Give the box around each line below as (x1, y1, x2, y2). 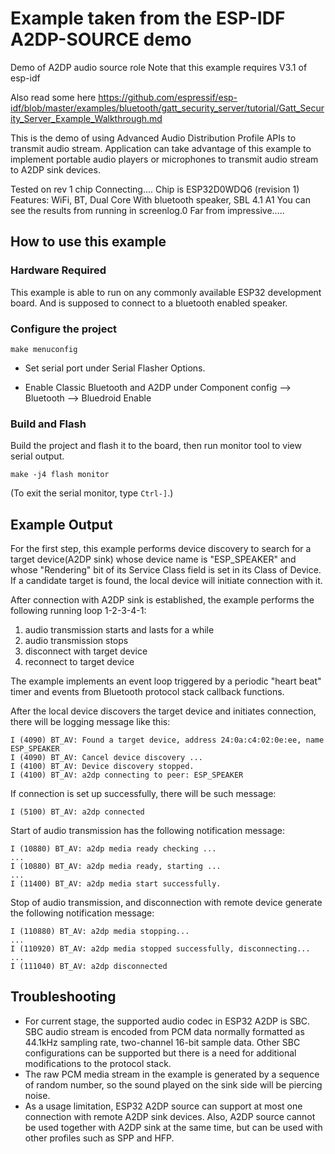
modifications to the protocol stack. (24, 1057, 172, 1069)
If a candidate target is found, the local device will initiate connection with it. (10, 575, 323, 587)
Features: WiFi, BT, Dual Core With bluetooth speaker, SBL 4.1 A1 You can (10, 193, 311, 206)
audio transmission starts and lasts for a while (24, 624, 215, 636)
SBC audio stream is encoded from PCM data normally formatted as (24, 1025, 305, 1037)
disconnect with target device (24, 645, 148, 657)
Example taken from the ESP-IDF (10, 7, 286, 30)
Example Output (10, 516, 113, 533)
